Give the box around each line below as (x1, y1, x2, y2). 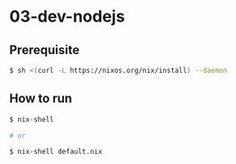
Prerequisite (9, 42, 80, 58)
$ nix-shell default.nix (9, 147, 103, 157)
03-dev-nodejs (9, 6, 125, 27)
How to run (9, 91, 73, 106)
